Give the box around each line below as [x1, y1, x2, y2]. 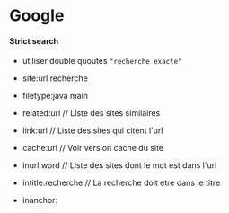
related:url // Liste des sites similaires [22, 108, 161, 119]
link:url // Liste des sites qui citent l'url [22, 125, 163, 136]
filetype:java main [22, 91, 88, 102]
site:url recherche [22, 73, 88, 84]
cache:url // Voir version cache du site [22, 143, 164, 154]
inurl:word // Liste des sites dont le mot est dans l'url [22, 160, 217, 171]
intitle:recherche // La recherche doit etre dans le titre [22, 177, 221, 189]
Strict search [9, 35, 59, 46]
